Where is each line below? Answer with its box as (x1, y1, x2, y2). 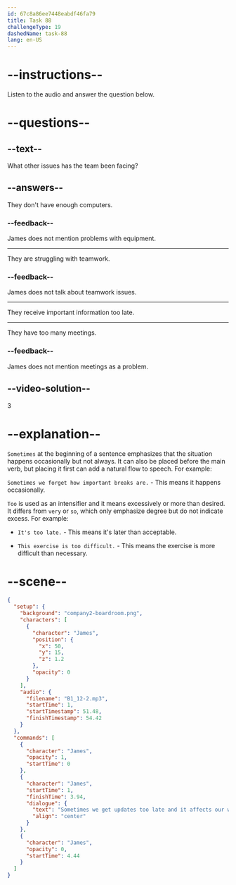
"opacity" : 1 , (25, 754, 68, 761)
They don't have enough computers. (7, 200, 113, 209)
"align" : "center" (32, 813, 86, 820)
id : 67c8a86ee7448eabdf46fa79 (7, 10, 96, 18)
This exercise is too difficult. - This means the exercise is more (17, 541, 216, 550)
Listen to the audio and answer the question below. (7, 90, 155, 99)
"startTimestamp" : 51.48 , (25, 708, 102, 715)
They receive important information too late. (7, 308, 135, 317)
